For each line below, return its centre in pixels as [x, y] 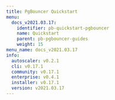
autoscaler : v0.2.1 [35, 61]
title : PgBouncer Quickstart [42, 11]
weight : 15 [30, 45]
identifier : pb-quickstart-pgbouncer [63, 28]
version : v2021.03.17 [38, 88]
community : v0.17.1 [35, 72]
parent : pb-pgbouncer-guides [52, 39]
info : [13, 55]
